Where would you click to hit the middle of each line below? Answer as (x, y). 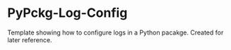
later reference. (30, 39)
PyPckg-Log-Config (67, 13)
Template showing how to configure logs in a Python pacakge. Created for (115, 32)
